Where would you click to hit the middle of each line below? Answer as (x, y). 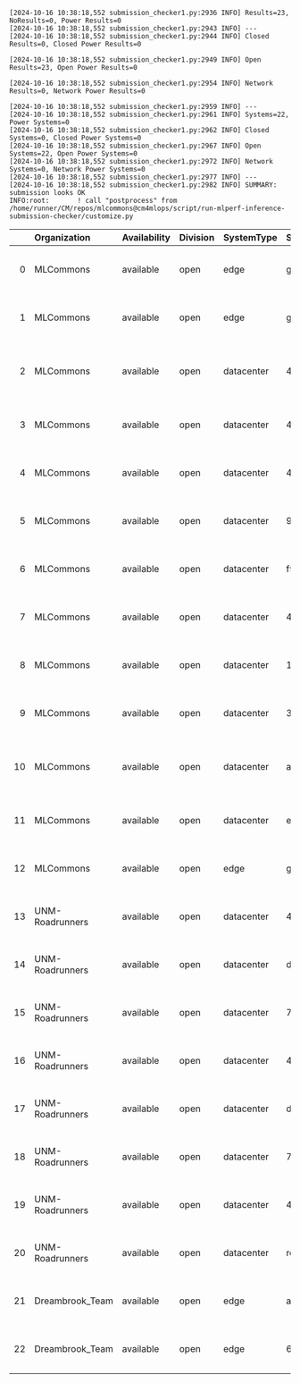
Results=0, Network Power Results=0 (77, 91)
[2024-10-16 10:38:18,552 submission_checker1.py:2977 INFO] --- (133, 177)
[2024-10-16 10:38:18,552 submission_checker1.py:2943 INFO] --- (133, 29)
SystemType (250, 237)
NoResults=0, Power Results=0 (66, 21)
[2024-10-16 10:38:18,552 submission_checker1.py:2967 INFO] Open (135, 146)
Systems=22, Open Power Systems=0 (74, 154)
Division (197, 237)
